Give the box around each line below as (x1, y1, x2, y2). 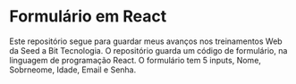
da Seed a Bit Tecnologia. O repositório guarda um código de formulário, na (9, 45, 288, 55)
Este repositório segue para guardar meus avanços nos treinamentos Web (9, 36, 283, 46)
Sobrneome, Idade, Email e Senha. (9, 64, 137, 75)
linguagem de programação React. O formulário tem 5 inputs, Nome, (9, 55, 262, 65)
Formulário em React (9, 6, 167, 27)
